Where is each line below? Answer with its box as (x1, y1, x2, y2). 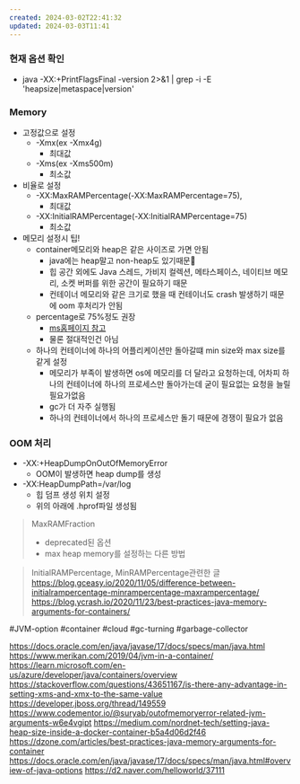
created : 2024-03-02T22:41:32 (9, 13, 123, 22)
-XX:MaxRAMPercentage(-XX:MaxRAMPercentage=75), (35, 190, 243, 201)
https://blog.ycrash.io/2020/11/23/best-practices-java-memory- (30, 596, 268, 607)
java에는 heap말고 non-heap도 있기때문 (48, 255, 196, 266)
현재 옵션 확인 (9, 53, 65, 66)
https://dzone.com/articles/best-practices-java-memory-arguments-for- (9, 736, 277, 747)
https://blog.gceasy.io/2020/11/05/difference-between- (30, 577, 236, 588)
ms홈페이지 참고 (48, 322, 107, 333)
